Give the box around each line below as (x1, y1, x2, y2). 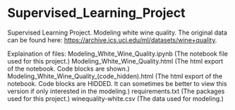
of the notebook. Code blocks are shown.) (7, 64, 131, 73)
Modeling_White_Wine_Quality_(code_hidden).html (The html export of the (7, 72, 223, 80)
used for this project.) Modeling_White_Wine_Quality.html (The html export (7, 56, 224, 65)
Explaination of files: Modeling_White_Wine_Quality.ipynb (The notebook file (7, 49, 228, 58)
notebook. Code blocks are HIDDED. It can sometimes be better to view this (7, 79, 227, 87)
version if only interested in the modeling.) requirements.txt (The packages (7, 87, 225, 95)
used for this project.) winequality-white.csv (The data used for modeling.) (7, 94, 224, 103)
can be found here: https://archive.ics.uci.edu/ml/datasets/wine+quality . (7, 35, 217, 44)
